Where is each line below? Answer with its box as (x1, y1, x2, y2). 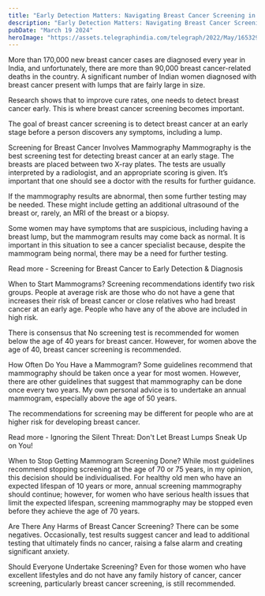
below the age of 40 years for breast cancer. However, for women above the (8, 337, 257, 346)
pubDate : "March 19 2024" (8, 26, 93, 34)
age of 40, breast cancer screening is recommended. (8, 345, 181, 355)
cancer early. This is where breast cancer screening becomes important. (8, 104, 244, 114)
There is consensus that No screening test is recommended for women (8, 328, 239, 337)
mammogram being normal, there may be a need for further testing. (8, 249, 229, 259)
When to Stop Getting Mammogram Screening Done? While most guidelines (8, 456, 255, 466)
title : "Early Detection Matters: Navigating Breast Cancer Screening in (8, 11, 256, 20)
